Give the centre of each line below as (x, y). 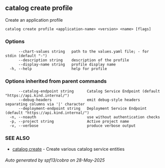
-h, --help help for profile (58, 69)
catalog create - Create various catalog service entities (68, 149)
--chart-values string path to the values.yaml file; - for (83, 52)
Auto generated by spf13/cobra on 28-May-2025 (55, 160)
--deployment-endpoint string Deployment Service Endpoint (82, 109)
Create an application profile (34, 20)
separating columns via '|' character (45, 104)
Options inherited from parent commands (56, 81)
